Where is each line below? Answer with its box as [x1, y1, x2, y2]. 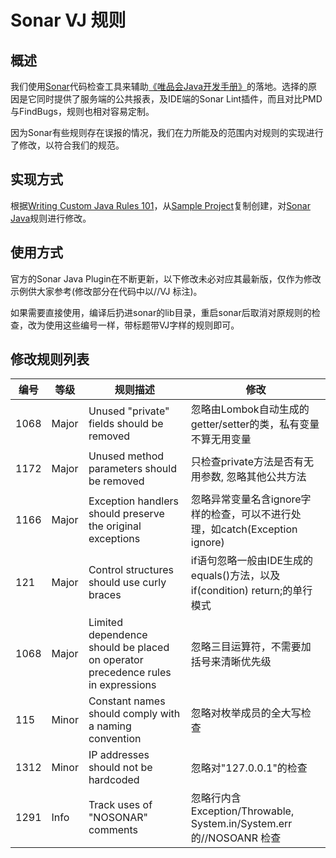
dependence [88, 628, 148, 642]
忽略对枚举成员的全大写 [190, 706, 302, 720]
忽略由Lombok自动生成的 [190, 402, 310, 416]
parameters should [88, 462, 177, 476]
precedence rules [88, 666, 172, 680]
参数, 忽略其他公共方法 [200, 470, 307, 484]
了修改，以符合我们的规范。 [10, 139, 125, 151]
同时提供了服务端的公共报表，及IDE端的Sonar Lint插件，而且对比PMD [36, 93, 323, 105]
